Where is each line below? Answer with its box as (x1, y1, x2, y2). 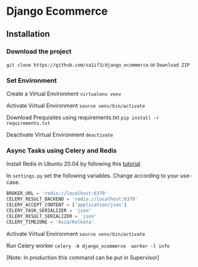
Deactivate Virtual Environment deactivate (6, 131, 114, 138)
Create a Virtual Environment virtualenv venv (6, 90, 122, 97)
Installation (6, 29, 50, 39)
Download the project (6, 47, 72, 56)
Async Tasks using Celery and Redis (6, 146, 117, 155)
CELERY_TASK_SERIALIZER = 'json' (6, 208, 92, 214)
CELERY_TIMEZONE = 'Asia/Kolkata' (6, 219, 95, 225)
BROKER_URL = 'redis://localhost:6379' (6, 190, 108, 197)
